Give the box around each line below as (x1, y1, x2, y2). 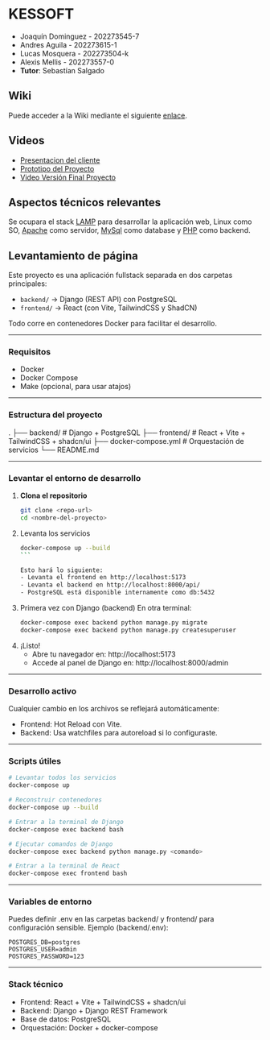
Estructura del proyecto (8, 409, 103, 421)
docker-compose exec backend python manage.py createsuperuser (19, 626, 237, 634)
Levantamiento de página (8, 249, 138, 263)
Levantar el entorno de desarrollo (8, 472, 141, 483)
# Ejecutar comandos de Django (8, 839, 113, 848)
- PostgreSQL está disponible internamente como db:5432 (19, 589, 215, 597)
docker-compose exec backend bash (8, 825, 125, 834)
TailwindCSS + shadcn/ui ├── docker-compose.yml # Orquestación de (8, 436, 244, 445)
